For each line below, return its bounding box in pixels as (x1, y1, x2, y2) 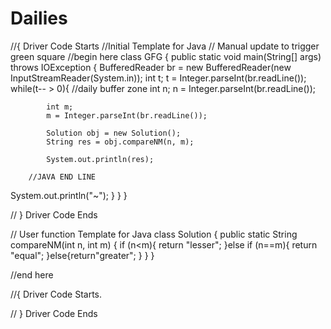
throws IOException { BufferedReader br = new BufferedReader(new (10, 61, 292, 73)
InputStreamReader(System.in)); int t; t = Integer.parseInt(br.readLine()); (10, 72, 307, 84)
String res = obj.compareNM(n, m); (46, 137, 195, 147)
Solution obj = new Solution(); (46, 128, 182, 138)
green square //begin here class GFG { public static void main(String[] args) (10, 50, 322, 62)
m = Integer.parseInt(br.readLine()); (46, 110, 208, 121)
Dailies (10, 7, 68, 30)
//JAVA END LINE (28, 172, 97, 182)
